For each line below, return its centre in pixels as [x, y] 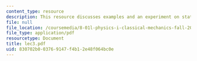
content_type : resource [35, 11]
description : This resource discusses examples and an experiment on [93, 17]
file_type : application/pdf [40, 33]
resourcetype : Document [35, 38]
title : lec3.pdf [26, 44]
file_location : [25, 28]
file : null [19, 22]
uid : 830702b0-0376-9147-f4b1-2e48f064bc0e [60, 49]
